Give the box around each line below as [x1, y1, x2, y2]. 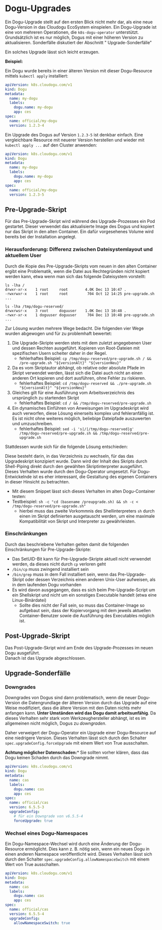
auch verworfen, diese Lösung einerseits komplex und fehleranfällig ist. [12, 410, 155, 416]
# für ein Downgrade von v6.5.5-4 [14, 814, 83, 818]
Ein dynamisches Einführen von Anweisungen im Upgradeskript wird [12, 405, 149, 411]
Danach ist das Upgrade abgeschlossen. [5, 655, 86, 661]
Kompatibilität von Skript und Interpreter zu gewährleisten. [19, 518, 136, 524]
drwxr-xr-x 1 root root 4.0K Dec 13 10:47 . [5, 287, 127, 292]
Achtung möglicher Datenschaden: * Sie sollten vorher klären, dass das [5, 749, 149, 755]
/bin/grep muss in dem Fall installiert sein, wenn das [12, 571, 117, 577]
